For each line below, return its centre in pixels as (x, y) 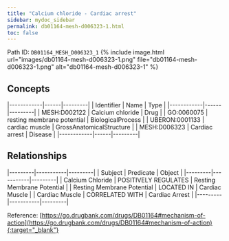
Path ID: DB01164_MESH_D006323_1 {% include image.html (86, 52)
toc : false (23, 33)
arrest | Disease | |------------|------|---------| (74, 134)
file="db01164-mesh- (167, 60)
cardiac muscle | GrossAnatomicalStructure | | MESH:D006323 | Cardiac (110, 127)
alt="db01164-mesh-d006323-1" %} (107, 67)
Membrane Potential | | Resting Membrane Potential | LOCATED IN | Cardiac (114, 187)
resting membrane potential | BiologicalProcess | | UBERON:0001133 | (106, 120)
